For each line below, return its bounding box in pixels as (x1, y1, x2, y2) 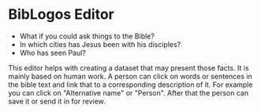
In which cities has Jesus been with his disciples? (19, 39, 181, 49)
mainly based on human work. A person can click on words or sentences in (8, 71, 252, 81)
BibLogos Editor (8, 5, 114, 23)
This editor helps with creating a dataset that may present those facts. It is (8, 63, 250, 72)
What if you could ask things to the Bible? (19, 31, 155, 41)
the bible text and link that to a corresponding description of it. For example (8, 80, 253, 89)
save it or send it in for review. (8, 96, 106, 106)
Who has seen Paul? (19, 48, 87, 57)
